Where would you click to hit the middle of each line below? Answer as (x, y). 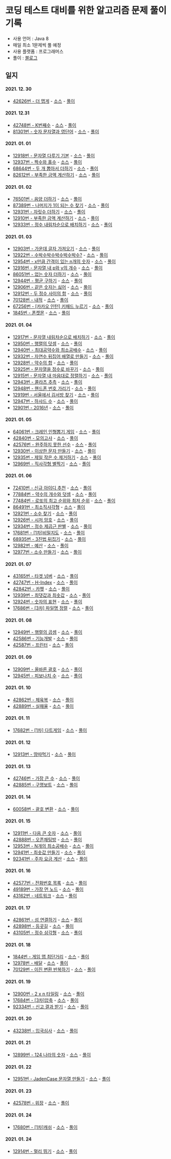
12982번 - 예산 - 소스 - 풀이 (41, 545)
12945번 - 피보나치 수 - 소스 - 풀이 (47, 676)
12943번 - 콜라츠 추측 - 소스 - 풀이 (48, 382)
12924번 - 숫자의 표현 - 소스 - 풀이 (47, 602)
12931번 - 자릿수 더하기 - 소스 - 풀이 (49, 212)
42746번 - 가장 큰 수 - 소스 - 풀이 (46, 778)
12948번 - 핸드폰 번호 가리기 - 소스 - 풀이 (54, 388)
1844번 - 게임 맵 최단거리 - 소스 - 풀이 (51, 957)
